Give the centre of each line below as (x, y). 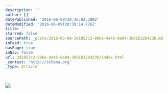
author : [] (17, 15)
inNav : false (19, 52)
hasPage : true (20, 48)
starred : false (21, 34)
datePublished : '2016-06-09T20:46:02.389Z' (52, 19)
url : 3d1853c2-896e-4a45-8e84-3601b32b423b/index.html (65, 57)
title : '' (16, 29)
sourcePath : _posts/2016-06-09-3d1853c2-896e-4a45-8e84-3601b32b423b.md (84, 39)
